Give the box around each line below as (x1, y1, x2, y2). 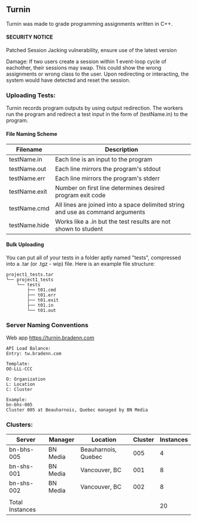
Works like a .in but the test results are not (55, 217, 171, 225)
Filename (16, 145, 43, 153)
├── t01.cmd (27, 287, 57, 293)
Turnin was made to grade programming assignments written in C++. (6, 20, 173, 27)
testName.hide (9, 221, 50, 229)
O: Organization (6, 376, 46, 382)
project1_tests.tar (6, 272, 54, 277)
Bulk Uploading (6, 241, 45, 248)
